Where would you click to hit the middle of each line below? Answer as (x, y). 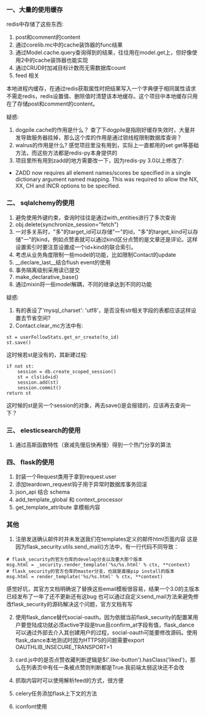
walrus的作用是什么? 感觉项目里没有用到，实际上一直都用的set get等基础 (107, 145)
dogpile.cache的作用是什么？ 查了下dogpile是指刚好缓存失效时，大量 (102, 130)
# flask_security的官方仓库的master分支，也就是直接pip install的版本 (90, 571)
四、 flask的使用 (30, 462)
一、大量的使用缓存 (35, 9)
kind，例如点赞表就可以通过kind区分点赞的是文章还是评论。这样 (117, 239)
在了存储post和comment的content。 (52, 104)
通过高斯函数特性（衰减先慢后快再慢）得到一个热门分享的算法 (93, 444)
